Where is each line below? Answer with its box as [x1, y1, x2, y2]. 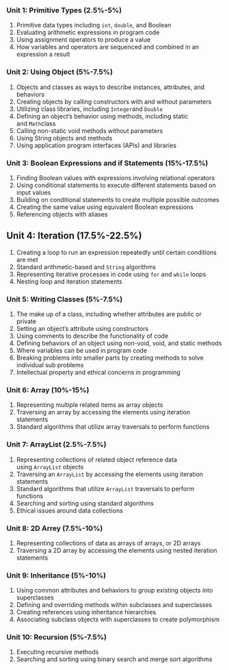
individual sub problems [16, 361, 84, 369]
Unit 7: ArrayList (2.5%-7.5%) [6, 440, 107, 449]
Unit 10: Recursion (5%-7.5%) [6, 632, 107, 642]
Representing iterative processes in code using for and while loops [16, 270, 206, 278]
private [16, 317, 37, 325]
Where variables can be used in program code [16, 347, 148, 354]
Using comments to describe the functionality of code [16, 332, 169, 340]
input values [16, 188, 51, 197]
